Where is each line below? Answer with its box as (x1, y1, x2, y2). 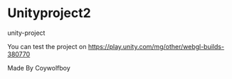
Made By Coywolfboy (7, 63, 71, 72)
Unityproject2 (7, 5, 91, 21)
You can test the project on (7, 42, 87, 51)
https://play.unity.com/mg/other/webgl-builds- (88, 42, 225, 51)
